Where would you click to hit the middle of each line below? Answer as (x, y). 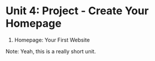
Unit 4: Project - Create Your (77, 11)
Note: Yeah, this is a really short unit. (51, 51)
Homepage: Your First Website (52, 40)
